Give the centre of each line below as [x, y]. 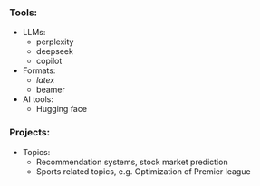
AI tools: [38, 99]
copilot [49, 61]
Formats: [39, 70]
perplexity [55, 42]
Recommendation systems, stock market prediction [132, 162]
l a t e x [45, 80]
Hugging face [62, 109]
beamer [51, 90]
